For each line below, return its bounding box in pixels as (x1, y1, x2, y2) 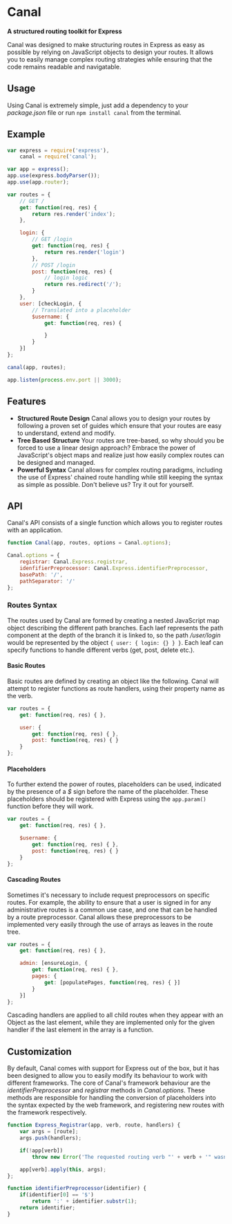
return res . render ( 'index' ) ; (32, 211, 116, 218)
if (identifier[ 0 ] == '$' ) (19, 1191, 95, 1198)
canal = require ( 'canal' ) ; (19, 153, 97, 160)
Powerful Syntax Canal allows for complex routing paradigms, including (17, 465, 223, 474)
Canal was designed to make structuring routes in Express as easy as (7, 40, 205, 48)
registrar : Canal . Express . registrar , (19, 558, 128, 565)
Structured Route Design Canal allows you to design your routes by (17, 414, 211, 423)
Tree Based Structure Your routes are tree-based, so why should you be (17, 436, 224, 444)
